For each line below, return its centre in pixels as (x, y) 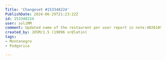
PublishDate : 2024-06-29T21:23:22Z (42, 14)
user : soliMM (19, 23)
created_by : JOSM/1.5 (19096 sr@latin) (46, 32)
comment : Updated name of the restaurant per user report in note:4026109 (84, 28)
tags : (11, 37)
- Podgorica (17, 46)
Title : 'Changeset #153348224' (37, 10)
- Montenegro (19, 41)
